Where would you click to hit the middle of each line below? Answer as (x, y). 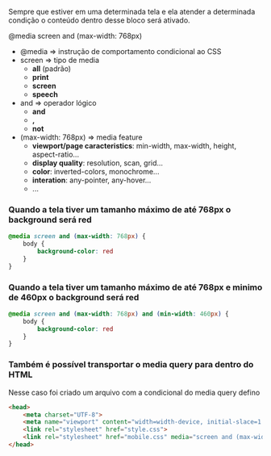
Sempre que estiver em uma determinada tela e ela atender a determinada (132, 12)
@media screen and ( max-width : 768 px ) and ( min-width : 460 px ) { (119, 314)
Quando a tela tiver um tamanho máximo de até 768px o (120, 209)
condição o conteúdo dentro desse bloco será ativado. (100, 20)
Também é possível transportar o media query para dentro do (131, 365)
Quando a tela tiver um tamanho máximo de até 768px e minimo (135, 287)
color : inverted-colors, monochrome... (96, 172)
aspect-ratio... (55, 154)
